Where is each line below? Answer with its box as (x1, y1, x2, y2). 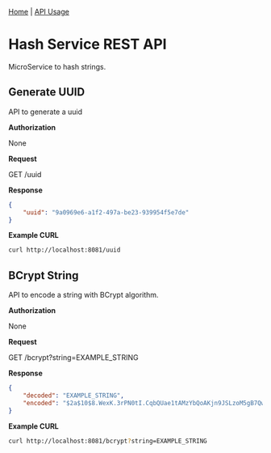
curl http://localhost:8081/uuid (8, 246, 121, 254)
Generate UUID (8, 85, 85, 99)
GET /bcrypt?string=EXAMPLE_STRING (8, 353, 139, 362)
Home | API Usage (8, 7, 70, 16)
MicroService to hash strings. (8, 61, 106, 71)
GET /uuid (8, 169, 42, 179)
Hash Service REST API (8, 36, 167, 53)
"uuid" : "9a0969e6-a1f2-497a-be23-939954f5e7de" (23, 208, 190, 217)
